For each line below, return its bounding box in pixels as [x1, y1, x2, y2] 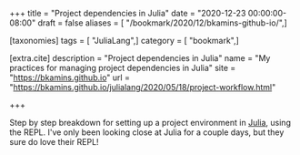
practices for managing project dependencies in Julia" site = [9, 63, 236, 73]
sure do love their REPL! [9, 137, 99, 147]
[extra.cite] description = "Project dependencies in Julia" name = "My [9, 53, 271, 63]
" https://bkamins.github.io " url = [9, 72, 130, 83]
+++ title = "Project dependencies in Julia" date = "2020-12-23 [9, 8, 246, 18]
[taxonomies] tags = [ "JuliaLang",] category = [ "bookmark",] [9, 36, 239, 46]
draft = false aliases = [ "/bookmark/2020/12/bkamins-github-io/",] [37, 17, 288, 28]
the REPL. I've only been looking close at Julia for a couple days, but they [9, 127, 285, 138]
